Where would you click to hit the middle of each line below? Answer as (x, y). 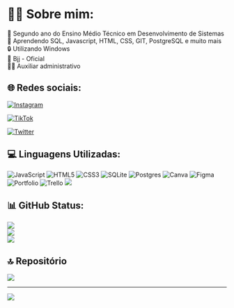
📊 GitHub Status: (46, 205)
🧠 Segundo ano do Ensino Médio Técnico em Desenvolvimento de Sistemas (116, 33)
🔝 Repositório (37, 261)
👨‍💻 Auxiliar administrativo (44, 66)
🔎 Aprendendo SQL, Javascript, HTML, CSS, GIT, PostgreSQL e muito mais (114, 40)
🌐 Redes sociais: (44, 88)
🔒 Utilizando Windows (39, 49)
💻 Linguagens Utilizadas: (64, 155)
